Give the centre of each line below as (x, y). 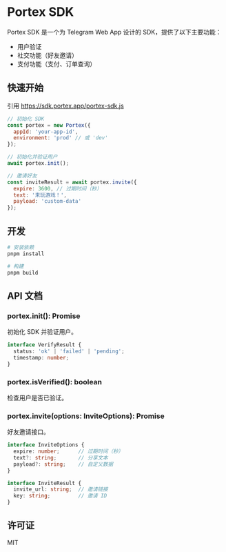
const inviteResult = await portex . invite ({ (72, 182)
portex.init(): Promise (44, 316)
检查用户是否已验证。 (37, 397)
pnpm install (26, 254)
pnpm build (23, 273)
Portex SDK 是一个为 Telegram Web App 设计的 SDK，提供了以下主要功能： (114, 32)
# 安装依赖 (21, 247)
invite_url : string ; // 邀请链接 (61, 490)
